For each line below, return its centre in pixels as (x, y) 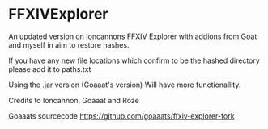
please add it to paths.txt (50, 69)
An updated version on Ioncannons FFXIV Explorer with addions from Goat (133, 36)
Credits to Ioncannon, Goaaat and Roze (74, 100)
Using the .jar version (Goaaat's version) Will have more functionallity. (125, 85)
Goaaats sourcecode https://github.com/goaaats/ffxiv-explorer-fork (121, 116)
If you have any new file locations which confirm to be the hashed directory (134, 60)
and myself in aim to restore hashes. (69, 44)
